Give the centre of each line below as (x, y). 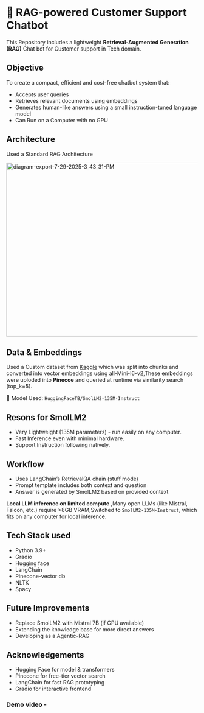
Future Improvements (48, 608)
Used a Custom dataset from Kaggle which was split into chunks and (93, 367)
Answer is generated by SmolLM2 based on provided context (92, 492)
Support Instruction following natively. (63, 445)
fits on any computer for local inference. (56, 516)
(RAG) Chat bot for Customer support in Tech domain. (74, 49)
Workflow (25, 464)
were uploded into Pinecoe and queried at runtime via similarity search (95, 380)
